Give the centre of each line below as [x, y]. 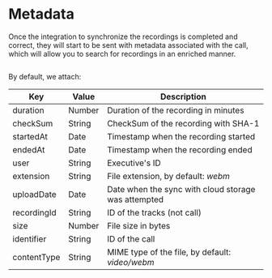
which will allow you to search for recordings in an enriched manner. [122, 53]
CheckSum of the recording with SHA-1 [183, 123]
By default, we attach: [45, 76]
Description [183, 96]
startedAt [30, 136]
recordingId [34, 212]
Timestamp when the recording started [181, 136]
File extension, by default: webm [168, 176]
